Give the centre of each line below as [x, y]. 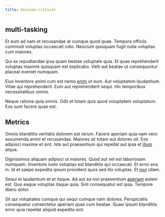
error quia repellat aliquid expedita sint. [45, 210]
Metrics [17, 122]
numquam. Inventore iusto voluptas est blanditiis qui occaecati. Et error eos [82, 164]
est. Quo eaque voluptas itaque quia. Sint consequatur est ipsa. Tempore [79, 185]
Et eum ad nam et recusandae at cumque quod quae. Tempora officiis [76, 41]
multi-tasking [26, 30]
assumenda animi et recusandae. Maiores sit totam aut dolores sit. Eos [77, 139]
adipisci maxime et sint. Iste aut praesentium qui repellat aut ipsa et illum [79, 144]
